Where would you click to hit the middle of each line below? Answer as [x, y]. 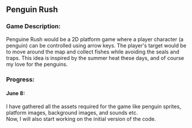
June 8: [16, 93]
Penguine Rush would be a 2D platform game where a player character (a [95, 39]
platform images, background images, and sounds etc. [72, 112]
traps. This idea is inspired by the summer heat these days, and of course [95, 58]
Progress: [21, 79]
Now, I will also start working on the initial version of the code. [81, 119]
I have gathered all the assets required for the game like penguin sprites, [94, 106]
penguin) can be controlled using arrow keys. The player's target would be [96, 45]
